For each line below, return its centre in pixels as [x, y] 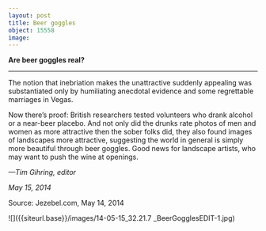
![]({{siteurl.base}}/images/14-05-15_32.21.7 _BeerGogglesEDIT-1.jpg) [122, 218]
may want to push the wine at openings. [73, 157]
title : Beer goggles [42, 23]
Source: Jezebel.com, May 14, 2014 [66, 203]
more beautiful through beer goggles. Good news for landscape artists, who [132, 149]
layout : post [30, 15]
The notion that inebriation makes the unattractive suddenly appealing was [130, 83]
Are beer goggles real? [46, 60]
